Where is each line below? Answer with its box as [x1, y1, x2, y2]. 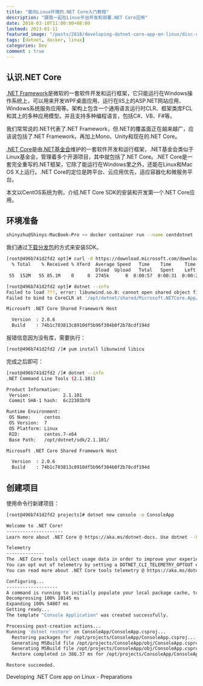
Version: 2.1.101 [8, 392, 83, 398]
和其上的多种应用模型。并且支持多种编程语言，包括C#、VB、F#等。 [6, 112, 176, 119]
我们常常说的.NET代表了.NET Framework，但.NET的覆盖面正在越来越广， [6, 125, 188, 132]
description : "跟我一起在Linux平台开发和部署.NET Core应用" [6, 15, 148, 21]
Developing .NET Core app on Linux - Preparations [6, 673, 133, 681]
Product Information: [6, 386, 61, 392]
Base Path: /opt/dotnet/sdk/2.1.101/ [8, 437, 110, 443]
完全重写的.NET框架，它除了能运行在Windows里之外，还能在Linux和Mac [11, 160, 193, 168]
